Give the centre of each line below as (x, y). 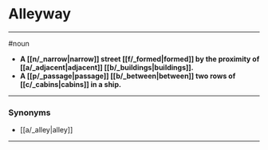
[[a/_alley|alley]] (46, 130)
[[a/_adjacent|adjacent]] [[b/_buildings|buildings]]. (106, 67)
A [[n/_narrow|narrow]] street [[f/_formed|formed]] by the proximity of (140, 59)
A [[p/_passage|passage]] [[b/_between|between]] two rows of (128, 76)
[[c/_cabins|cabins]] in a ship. (71, 84)
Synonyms (30, 112)
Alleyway (40, 14)
